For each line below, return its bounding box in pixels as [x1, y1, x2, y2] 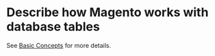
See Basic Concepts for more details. [6, 41, 112, 49]
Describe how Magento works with [6, 5, 209, 20]
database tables [6, 19, 100, 34]
